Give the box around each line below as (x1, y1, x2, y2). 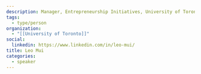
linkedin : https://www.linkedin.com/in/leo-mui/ (11, 42, 135, 48)
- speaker (11, 58, 36, 64)
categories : (6, 53, 36, 59)
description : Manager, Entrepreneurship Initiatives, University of (6, 8, 181, 15)
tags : (6, 14, 20, 20)
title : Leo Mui (6, 48, 44, 54)
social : (6, 36, 26, 42)
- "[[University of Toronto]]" (11, 31, 90, 37)
